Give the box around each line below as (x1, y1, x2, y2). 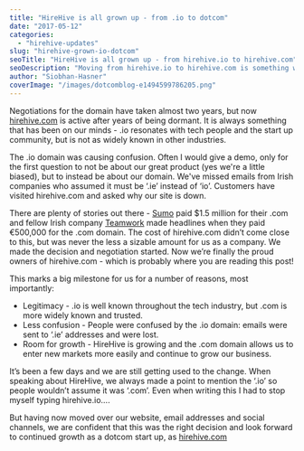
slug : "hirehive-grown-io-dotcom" (9, 47, 140, 56)
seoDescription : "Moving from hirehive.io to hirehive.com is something (9, 64, 290, 73)
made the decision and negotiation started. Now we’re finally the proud (9, 246, 274, 257)
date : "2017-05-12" (9, 22, 83, 31)
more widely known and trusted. (22, 309, 143, 321)
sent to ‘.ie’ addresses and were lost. (22, 329, 159, 340)
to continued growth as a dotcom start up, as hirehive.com (9, 431, 228, 442)
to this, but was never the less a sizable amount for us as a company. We (9, 236, 281, 247)
